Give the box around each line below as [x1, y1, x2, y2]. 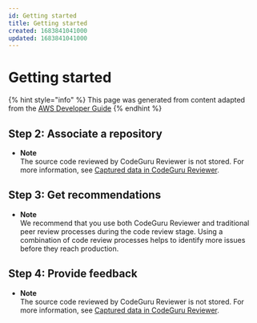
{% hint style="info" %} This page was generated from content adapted [8, 95, 246, 105]
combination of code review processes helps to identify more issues [19, 235, 246, 244]
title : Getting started [8, 19, 88, 27]
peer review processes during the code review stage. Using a [19, 226, 223, 236]
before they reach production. [19, 244, 119, 253]
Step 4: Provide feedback [8, 267, 138, 281]
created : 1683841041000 [8, 26, 88, 34]
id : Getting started [8, 11, 78, 20]
